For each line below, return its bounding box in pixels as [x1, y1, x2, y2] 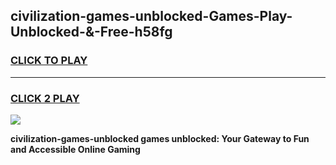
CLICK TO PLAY [10, 54, 88, 68]
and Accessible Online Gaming [10, 143, 141, 155]
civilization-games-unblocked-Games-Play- [10, 8, 293, 25]
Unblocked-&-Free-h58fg [10, 24, 173, 41]
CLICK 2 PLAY [10, 91, 80, 105]
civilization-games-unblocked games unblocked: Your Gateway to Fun [10, 132, 310, 144]
